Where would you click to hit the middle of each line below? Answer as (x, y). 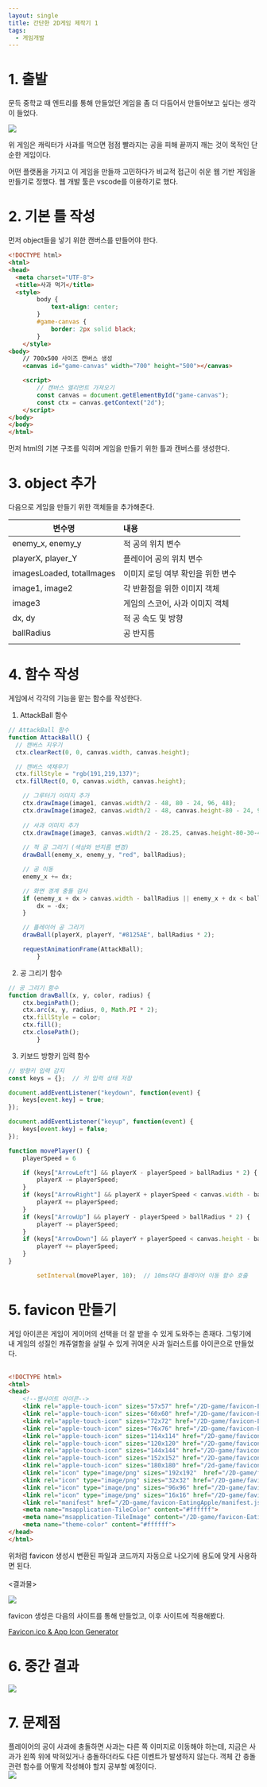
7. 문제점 (35, 1723)
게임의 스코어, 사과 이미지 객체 (176, 603)
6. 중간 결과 (44, 1666)
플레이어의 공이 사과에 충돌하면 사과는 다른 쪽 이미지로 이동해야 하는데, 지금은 (128, 1746)
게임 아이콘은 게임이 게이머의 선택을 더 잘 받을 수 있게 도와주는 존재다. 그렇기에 (130, 1333)
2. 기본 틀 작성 (52, 217)
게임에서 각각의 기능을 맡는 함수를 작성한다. (75, 698)
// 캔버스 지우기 (39, 745)
